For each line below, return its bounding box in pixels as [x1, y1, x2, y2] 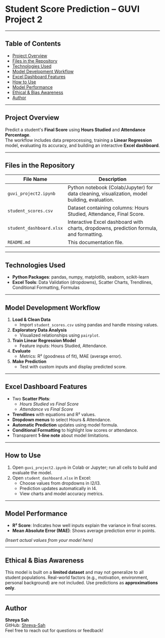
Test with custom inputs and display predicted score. [19, 364, 127, 369]
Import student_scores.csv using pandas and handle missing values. [19, 322, 159, 327]
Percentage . [5, 132, 31, 138]
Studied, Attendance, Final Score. [68, 211, 145, 217]
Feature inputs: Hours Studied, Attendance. [19, 343, 107, 349]
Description [98, 176, 127, 183]
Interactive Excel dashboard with [68, 218, 143, 225]
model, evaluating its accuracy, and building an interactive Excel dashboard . [5, 142, 160, 148]
